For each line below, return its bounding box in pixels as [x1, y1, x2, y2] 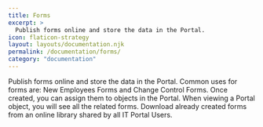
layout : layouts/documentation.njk [8, 41, 125, 49]
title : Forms [8, 11, 51, 20]
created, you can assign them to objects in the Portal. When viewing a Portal [8, 93, 255, 103]
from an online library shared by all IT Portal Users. [8, 110, 173, 119]
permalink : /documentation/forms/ [8, 48, 122, 56]
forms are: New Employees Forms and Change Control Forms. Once [8, 85, 228, 94]
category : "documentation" [8, 56, 97, 63]
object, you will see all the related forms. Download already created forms [8, 101, 247, 111]
